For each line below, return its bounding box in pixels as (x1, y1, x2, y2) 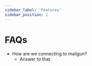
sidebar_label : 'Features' (5, 7, 62, 13)
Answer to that (19, 56, 51, 62)
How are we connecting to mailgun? (12, 51, 87, 57)
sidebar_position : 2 (5, 12, 49, 17)
